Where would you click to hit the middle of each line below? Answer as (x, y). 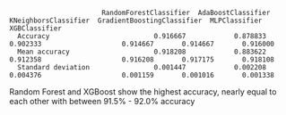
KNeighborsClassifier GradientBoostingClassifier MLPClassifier (136, 21)
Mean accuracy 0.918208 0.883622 (142, 52)
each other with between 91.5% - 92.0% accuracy (102, 101)
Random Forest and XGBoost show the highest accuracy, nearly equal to (143, 92)
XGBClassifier (36, 29)
